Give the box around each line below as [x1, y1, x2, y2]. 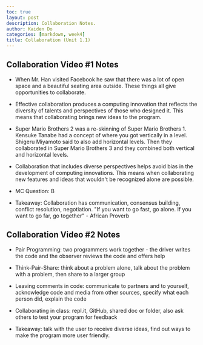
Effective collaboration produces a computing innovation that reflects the [15, 100, 198, 108]
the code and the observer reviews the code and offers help [15, 252, 165, 259]
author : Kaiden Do [6, 26, 53, 32]
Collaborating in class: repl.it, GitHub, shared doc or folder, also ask [15, 307, 184, 314]
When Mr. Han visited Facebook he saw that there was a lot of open [15, 75, 185, 83]
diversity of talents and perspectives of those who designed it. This [15, 107, 184, 114]
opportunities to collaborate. [15, 89, 86, 96]
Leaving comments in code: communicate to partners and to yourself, [15, 282, 189, 289]
